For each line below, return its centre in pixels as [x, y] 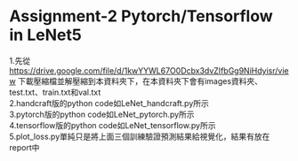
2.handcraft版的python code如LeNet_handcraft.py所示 [109, 103]
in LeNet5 [45, 35]
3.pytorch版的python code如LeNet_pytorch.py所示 [102, 114]
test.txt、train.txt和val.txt [55, 92]
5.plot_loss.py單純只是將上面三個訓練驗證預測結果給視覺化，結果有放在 [140, 136]
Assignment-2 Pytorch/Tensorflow [141, 16]
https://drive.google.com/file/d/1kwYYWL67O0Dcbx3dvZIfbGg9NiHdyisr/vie [149, 70]
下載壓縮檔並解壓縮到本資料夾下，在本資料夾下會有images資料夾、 [140, 80]
